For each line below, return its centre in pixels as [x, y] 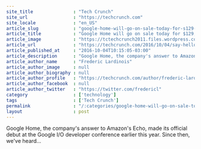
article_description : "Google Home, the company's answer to [92, 56]
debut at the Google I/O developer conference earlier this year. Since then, [98, 135]
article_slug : [41, 28]
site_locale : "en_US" [52, 23]
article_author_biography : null [48, 73]
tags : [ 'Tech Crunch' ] [63, 100]
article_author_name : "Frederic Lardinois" [69, 61]
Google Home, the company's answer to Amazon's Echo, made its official [97, 128]
